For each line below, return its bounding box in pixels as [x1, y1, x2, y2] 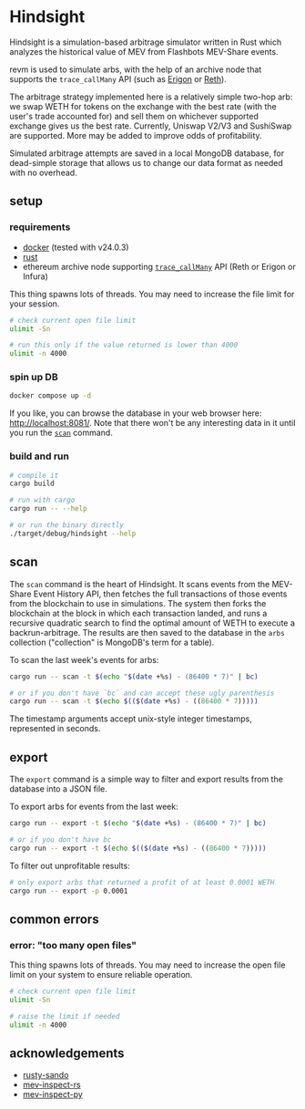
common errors [9, 911, 99, 927]
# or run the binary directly [9, 521, 125, 530]
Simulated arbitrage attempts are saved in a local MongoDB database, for [9, 148, 285, 159]
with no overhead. [9, 167, 77, 178]
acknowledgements [9, 1046, 125, 1062]
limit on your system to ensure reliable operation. [9, 969, 193, 980]
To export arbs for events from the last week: [9, 801, 179, 813]
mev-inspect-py [22, 1089, 84, 1100]
